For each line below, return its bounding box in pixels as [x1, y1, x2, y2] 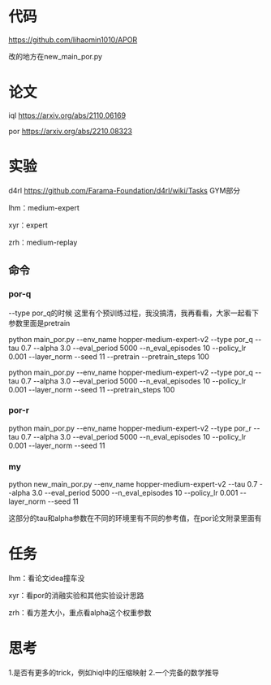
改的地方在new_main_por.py [8, 51, 103, 61]
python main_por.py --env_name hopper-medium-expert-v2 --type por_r [8, 423, 252, 433]
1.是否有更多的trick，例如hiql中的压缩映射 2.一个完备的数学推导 [8, 667, 219, 677]
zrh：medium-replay [8, 237, 78, 247]
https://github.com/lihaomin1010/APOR [8, 34, 138, 45]
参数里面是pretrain [8, 318, 71, 327]
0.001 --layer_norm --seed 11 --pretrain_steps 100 [8, 384, 175, 394]
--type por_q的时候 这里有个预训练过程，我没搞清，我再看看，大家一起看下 [8, 308, 260, 318]
